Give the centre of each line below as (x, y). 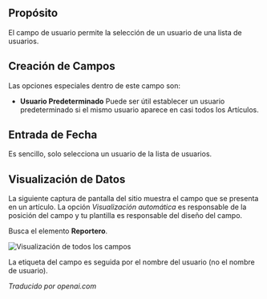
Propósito (33, 13)
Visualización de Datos (67, 179)
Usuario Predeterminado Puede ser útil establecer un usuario (122, 101)
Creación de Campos (62, 66)
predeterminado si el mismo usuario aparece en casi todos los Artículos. (139, 109)
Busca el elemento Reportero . (58, 231)
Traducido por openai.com (53, 286)
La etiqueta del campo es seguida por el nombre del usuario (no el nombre (131, 262)
